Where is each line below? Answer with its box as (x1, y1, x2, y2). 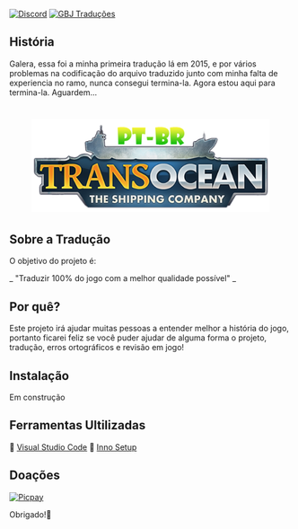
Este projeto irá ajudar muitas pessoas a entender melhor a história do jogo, (9, 323, 290, 334)
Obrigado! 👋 (9, 508, 52, 520)
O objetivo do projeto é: (9, 256, 97, 267)
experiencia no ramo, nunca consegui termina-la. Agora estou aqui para (9, 77, 276, 88)
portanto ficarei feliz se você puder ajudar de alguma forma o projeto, (9, 332, 267, 343)
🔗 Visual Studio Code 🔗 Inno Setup (9, 441, 137, 453)
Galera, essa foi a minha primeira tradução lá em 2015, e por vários (9, 58, 258, 69)
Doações (9, 468, 60, 483)
